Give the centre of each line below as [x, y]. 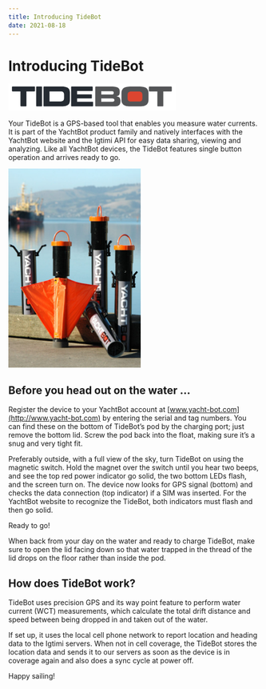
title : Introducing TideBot [55, 17]
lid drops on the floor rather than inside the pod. [87, 558]
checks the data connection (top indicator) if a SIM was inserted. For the [127, 493]
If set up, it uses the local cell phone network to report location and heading [133, 635]
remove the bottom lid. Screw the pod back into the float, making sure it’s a [132, 435]
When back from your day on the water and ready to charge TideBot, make [132, 541]
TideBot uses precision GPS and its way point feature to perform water [125, 603]
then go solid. [31, 510]
